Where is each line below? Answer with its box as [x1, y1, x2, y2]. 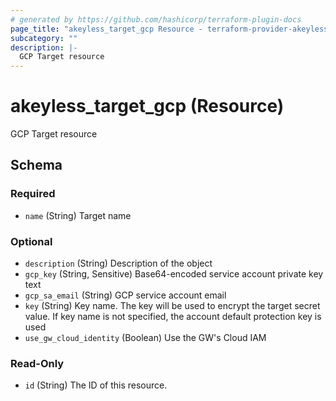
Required [10, 187, 56, 201]
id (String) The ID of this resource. [24, 379, 168, 391]
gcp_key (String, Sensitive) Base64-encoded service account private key [24, 268, 324, 280]
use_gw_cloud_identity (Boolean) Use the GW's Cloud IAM [24, 332, 267, 344]
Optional [10, 234, 53, 248]
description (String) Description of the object [24, 257, 213, 270]
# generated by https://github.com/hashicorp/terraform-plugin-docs [10, 14, 302, 25]
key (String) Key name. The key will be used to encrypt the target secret [24, 300, 321, 312]
